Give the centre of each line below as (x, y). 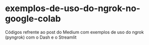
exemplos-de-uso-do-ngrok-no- (73, 8)
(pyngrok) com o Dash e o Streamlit (41, 37)
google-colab (33, 19)
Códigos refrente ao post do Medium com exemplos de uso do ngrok (74, 32)
